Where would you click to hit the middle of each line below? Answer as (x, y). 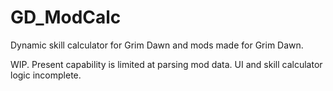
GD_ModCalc (66, 17)
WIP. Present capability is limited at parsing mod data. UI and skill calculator (166, 64)
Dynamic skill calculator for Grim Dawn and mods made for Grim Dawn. (157, 45)
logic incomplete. (46, 75)
